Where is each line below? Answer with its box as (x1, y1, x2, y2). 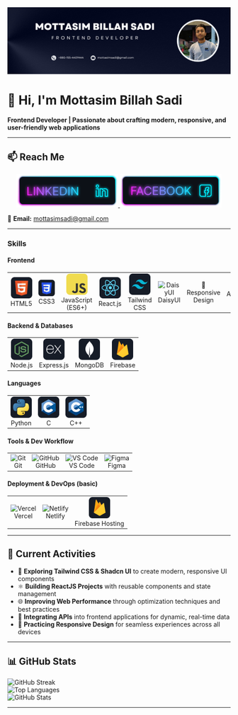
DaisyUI (158, 295, 181, 304)
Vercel (13, 511, 33, 520)
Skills (7, 239, 27, 248)
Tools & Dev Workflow (7, 437, 74, 445)
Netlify (45, 511, 65, 520)
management (17, 589, 57, 597)
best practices (17, 605, 60, 613)
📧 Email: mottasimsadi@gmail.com (7, 214, 109, 222)
